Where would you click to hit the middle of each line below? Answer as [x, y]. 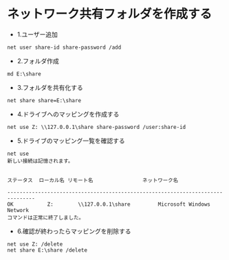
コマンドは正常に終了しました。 [46, 217]
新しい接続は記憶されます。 [40, 161]
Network [18, 210]
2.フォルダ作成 [38, 61]
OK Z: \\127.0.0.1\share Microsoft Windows [109, 204]
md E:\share [24, 74]
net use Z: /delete [35, 244]
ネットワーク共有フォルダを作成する [110, 14]
